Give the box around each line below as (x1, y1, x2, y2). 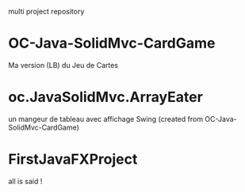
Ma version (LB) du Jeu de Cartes (8, 60, 119, 70)
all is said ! (8, 176, 43, 186)
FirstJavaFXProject (8, 150, 138, 168)
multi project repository (8, 7, 85, 16)
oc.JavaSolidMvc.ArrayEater (8, 88, 204, 106)
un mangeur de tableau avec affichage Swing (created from (8, 114, 204, 123)
